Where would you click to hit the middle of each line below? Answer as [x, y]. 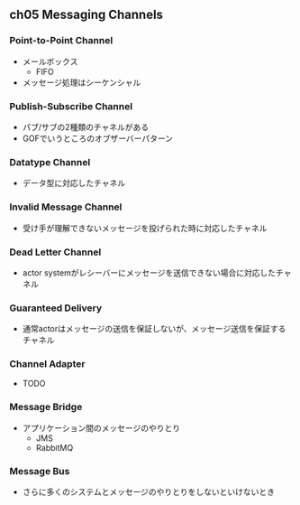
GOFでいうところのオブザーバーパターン [98, 138]
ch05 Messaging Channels [86, 15]
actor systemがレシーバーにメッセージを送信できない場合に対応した [149, 272]
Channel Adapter [47, 364]
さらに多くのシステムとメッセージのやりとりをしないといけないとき [149, 492]
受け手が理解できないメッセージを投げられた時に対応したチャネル [145, 228]
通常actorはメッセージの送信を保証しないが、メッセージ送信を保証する [154, 329]
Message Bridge [46, 407]
